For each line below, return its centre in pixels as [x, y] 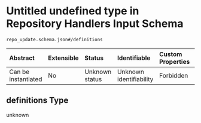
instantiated [26, 79]
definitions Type [37, 101]
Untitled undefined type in [73, 11]
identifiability [135, 79]
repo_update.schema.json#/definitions [54, 39]
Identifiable [134, 58]
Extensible [63, 58]
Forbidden [174, 75]
